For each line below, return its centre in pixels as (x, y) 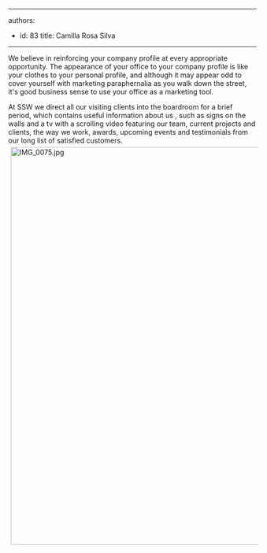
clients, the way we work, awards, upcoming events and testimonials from (128, 132)
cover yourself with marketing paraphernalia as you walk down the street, (128, 83)
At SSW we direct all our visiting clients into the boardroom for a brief (121, 107)
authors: (22, 20)
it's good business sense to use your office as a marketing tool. (111, 92)
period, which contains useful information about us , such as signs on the (127, 115)
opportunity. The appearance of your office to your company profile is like (128, 67)
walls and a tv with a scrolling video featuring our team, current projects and (132, 124)
